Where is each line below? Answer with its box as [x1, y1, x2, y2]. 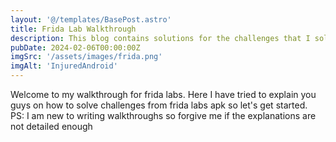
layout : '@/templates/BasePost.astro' [10, 14, 172, 25]
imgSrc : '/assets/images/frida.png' [10, 52, 163, 62]
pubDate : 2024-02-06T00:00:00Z [10, 42, 141, 53]
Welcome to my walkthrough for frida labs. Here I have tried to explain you [10, 89, 317, 100]
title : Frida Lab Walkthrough [10, 24, 137, 34]
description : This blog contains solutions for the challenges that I [10, 33, 311, 43]
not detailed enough [10, 121, 93, 132]
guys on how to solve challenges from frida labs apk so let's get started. [10, 99, 308, 111]
